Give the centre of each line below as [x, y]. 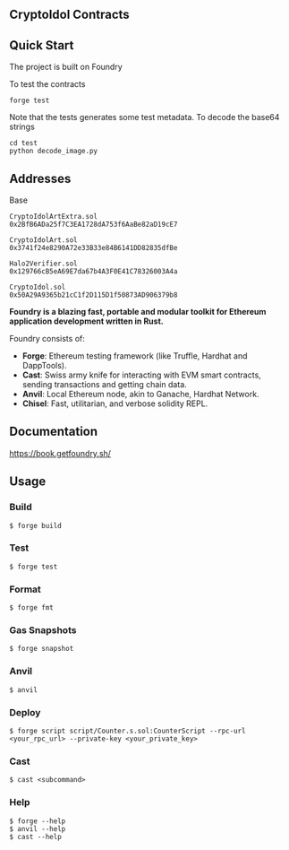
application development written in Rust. [86, 321]
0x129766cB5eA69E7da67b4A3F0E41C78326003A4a [93, 272]
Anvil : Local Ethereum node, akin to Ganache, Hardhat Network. [140, 395]
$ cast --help [36, 837]
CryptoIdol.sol [38, 287]
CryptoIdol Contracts [69, 15]
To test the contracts [47, 84]
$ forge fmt [31, 608]
